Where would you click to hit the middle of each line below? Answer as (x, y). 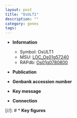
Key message (27, 91)
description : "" (22, 19)
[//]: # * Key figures (25, 111)
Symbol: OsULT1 (37, 52)
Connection (25, 101)
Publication (24, 72)
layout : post (19, 10)
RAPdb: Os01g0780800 (44, 62)
